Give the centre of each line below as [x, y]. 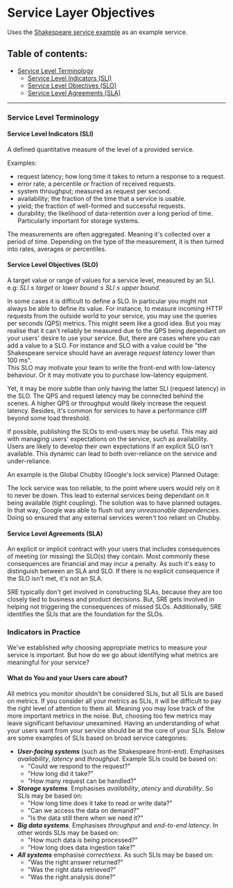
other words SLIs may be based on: [68, 832]
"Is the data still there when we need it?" [85, 818]
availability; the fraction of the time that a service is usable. [101, 198]
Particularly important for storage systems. [78, 220]
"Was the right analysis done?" [72, 877]
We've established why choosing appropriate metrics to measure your [107, 647]
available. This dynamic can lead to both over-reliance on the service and [112, 454]
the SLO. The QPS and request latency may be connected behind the [105, 396]
